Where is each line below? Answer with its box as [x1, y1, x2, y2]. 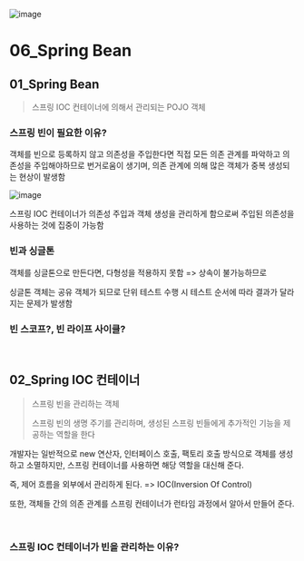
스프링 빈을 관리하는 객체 [31, 398, 120, 408]
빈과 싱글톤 [9, 245, 55, 258]
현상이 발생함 [18, 172, 66, 182]
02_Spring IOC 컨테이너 [9, 372, 141, 388]
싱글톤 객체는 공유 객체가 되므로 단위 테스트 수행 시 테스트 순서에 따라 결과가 [9, 286, 279, 297]
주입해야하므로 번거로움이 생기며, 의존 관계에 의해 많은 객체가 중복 [33, 160, 266, 172]
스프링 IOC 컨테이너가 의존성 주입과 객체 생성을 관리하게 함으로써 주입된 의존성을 [9, 209, 295, 220]
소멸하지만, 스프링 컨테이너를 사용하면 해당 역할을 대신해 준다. [25, 459, 245, 470]
